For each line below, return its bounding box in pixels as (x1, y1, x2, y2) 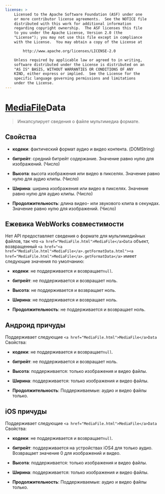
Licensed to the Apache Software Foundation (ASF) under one (14, 12, 142, 17)
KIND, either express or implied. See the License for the (14, 71, 140, 76)
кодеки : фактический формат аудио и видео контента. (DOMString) (12, 146, 155, 152)
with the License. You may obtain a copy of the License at (14, 40, 142, 45)
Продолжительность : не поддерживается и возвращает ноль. (12, 306, 146, 313)
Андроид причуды (5, 321, 66, 329)
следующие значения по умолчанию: (5, 259, 84, 265)
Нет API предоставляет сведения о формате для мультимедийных (5, 233, 146, 239)
